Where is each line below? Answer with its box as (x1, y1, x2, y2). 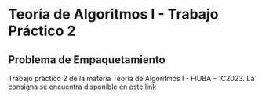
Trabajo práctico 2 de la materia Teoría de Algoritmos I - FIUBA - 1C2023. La (8, 74, 255, 83)
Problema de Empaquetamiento (8, 53, 166, 66)
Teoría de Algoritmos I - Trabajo (8, 5, 219, 23)
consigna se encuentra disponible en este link (8, 82, 157, 91)
